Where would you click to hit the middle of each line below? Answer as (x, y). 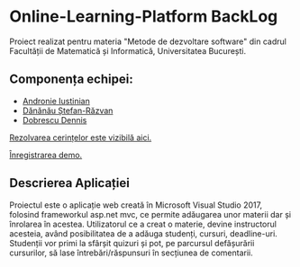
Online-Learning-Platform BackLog (144, 17)
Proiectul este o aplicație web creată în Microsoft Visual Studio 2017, (136, 205)
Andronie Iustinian (56, 101)
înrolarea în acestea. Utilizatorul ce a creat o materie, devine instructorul (143, 224)
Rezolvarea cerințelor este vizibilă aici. (81, 138)
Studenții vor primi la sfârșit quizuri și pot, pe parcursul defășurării (132, 243)
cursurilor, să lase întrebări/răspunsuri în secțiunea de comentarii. (132, 253)
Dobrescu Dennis (55, 120)
